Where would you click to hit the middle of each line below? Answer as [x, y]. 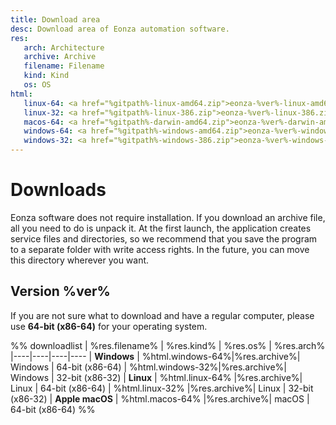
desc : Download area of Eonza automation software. [120, 29]
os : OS [37, 85]
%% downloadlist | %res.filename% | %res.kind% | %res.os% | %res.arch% [168, 345]
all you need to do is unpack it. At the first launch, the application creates [161, 228]
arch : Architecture [64, 47]
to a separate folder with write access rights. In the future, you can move [160, 249]
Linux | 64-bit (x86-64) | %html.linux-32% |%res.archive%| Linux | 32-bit [162, 388]
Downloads [58, 190]
